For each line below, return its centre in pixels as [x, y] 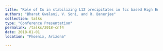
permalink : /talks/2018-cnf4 [34, 28]
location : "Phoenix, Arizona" [36, 37]
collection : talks [24, 18]
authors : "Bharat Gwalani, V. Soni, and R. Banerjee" [61, 14]
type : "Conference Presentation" [39, 23]
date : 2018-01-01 [23, 32]
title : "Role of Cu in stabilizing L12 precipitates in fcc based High [79, 9]
